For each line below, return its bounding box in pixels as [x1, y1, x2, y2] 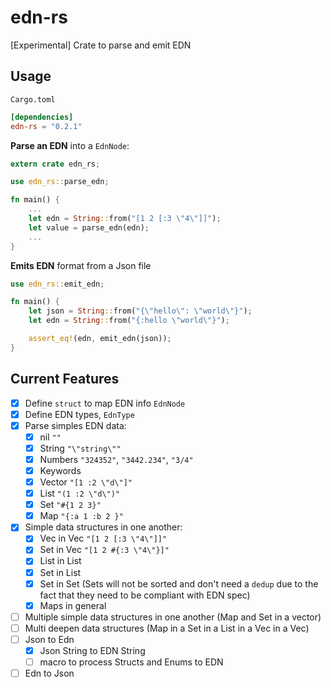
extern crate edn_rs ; [10, 159, 101, 169]
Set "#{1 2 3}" [39, 499, 102, 511]
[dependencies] [10, 112, 74, 122]
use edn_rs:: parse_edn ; [10, 177, 110, 187]
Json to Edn [24, 633, 75, 645]
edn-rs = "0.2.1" [10, 121, 83, 131]
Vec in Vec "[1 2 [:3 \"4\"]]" [39, 532, 168, 545]
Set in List [39, 566, 82, 578]
